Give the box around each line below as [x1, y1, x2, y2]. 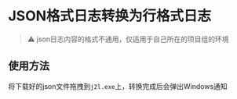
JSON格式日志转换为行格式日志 [8, 7, 212, 25]
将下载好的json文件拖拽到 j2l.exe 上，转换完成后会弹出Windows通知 [8, 81, 228, 90]
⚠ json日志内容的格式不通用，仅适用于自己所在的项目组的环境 [27, 34, 229, 44]
